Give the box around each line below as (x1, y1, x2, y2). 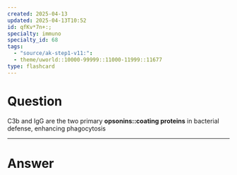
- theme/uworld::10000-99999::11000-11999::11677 (13, 56, 162, 64)
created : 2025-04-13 (7, 10, 68, 18)
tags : (7, 43, 23, 50)
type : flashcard (7, 63, 55, 70)
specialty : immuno (7, 30, 61, 37)
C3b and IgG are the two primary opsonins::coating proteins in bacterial (7, 116, 220, 125)
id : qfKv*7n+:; (7, 23, 52, 30)
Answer (7, 155, 54, 171)
